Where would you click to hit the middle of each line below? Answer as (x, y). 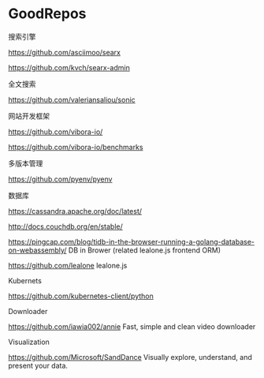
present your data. (38, 365)
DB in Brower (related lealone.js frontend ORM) (144, 250)
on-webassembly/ (37, 250)
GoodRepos (47, 14)
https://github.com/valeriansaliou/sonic (72, 99)
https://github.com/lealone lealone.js (68, 265)
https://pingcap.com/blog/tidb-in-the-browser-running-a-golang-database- (131, 241)
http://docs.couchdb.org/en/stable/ (66, 226)
